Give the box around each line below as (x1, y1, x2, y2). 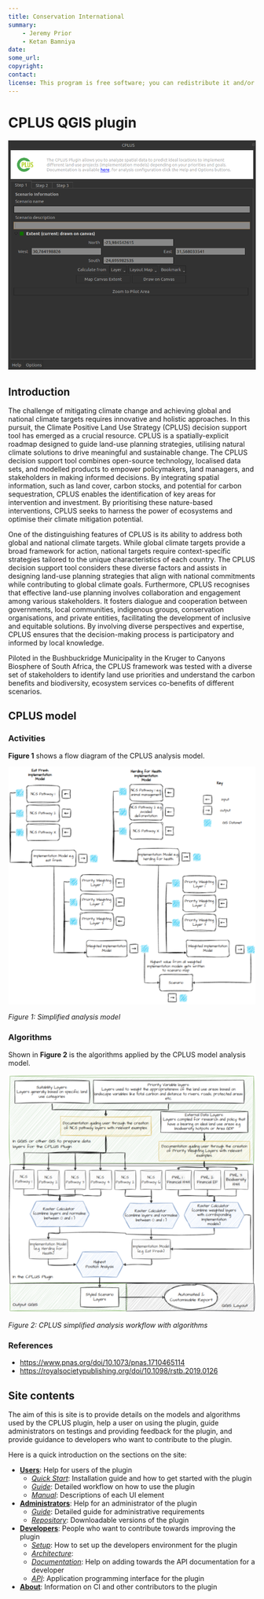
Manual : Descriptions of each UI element (31, 1491, 165, 1500)
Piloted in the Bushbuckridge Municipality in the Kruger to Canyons (8, 653, 225, 663)
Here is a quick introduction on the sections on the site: (8, 1450, 187, 1460)
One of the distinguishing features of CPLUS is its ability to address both (8, 529, 243, 539)
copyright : (8, 63, 44, 71)
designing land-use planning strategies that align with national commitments (8, 571, 255, 580)
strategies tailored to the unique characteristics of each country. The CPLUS (8, 554, 255, 564)
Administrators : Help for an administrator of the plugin (19, 1498, 198, 1508)
